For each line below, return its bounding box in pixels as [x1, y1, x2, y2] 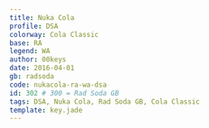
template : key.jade [9, 105, 83, 114]
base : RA [9, 38, 43, 48]
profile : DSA [9, 22, 59, 31]
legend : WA [9, 47, 51, 56]
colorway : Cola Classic [9, 30, 100, 39]
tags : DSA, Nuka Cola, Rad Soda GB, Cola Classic [9, 96, 201, 106]
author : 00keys [9, 55, 67, 64]
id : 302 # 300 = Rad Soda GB [9, 88, 119, 97]
